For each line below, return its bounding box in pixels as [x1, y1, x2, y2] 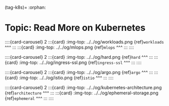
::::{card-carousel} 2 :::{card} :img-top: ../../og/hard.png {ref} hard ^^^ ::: [5, 54, 153, 60]
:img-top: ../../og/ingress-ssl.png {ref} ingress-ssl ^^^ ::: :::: [19, 59, 142, 65]
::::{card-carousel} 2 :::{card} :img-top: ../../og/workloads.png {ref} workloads [5, 39, 164, 45]
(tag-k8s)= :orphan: [5, 5, 46, 10]
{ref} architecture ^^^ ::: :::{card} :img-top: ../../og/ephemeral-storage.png [5, 90, 159, 96]
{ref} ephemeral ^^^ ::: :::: [5, 95, 54, 101]
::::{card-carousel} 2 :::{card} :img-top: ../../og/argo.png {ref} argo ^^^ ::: [5, 69, 153, 75]
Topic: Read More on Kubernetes [5, 22, 146, 33]
